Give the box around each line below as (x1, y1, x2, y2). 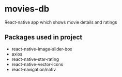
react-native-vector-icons (11, 61, 63, 67)
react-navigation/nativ (11, 66, 56, 72)
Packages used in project (4, 33, 83, 41)
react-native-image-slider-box (11, 46, 73, 51)
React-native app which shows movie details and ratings (4, 19, 117, 25)
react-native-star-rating (11, 56, 59, 62)
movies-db (4, 3, 49, 14)
